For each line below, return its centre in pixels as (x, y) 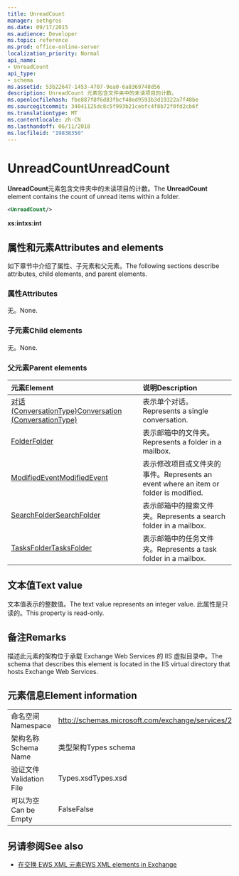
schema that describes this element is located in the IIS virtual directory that (119, 664)
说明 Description (170, 388)
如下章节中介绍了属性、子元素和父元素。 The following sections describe (113, 266)
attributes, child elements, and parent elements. (77, 274)
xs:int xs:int (25, 223)
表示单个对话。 (168, 401)
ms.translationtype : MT (43, 113)
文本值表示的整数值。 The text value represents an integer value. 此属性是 (115, 604)
